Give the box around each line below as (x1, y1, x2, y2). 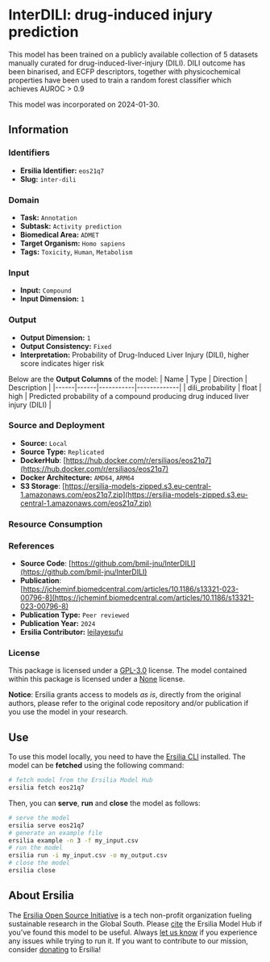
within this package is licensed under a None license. (8, 674, 185, 684)
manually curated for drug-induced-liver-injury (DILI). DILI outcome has (8, 58, 246, 68)
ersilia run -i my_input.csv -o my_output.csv (8, 851, 168, 859)
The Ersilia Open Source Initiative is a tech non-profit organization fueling (8, 910, 252, 920)
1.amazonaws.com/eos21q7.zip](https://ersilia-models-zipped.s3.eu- (19, 489, 248, 499)
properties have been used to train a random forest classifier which (8, 75, 232, 85)
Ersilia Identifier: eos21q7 (19, 166, 105, 175)
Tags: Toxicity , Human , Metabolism (19, 246, 133, 256)
